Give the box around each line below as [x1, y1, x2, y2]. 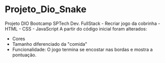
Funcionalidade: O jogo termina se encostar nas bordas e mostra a [12, 46, 153, 52]
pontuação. [12, 52, 37, 58]
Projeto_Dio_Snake [5, 4, 87, 15]
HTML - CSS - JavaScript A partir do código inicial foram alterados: [5, 25, 147, 31]
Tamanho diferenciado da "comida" [12, 41, 88, 47]
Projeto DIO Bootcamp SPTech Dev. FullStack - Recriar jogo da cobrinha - [5, 20, 160, 26]
